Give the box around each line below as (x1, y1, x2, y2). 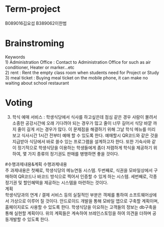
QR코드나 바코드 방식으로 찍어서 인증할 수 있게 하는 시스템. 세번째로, (18, 173, 148, 179)
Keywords (5, 54, 25, 60)
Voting (5, 97, 33, 108)
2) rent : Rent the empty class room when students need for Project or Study (5, 70, 159, 76)
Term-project (5, 3, 60, 15)
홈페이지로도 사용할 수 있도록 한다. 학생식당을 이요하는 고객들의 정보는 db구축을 (5, 204, 157, 210)
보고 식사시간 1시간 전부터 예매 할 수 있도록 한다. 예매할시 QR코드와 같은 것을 (12, 132, 158, 138)
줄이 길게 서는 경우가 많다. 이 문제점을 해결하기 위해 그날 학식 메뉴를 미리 (17, 126, 156, 132)
